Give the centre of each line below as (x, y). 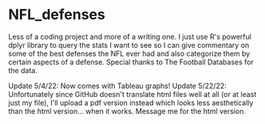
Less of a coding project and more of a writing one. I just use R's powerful (130, 37)
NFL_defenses (57, 15)
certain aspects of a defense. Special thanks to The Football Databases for (131, 62)
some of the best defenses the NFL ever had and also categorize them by (129, 53)
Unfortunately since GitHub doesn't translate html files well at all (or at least (132, 94)
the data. (23, 70)
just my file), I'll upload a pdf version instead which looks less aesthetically (131, 103)
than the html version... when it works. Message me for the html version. (127, 111)
